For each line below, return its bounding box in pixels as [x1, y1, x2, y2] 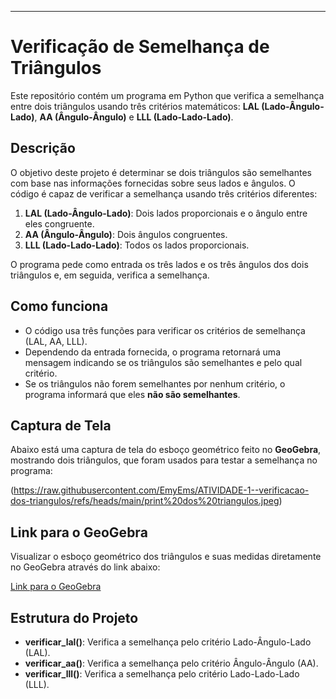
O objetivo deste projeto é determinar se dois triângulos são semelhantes [10, 166, 313, 178]
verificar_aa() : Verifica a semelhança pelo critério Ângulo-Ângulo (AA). [24, 657, 319, 669]
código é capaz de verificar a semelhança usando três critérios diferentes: [10, 187, 318, 200]
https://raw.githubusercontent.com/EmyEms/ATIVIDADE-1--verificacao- [13, 484, 310, 496]
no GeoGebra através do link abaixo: [10, 561, 161, 573]
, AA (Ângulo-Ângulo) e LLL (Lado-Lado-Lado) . [34, 111, 234, 123]
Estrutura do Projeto [10, 609, 139, 626]
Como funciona [10, 298, 109, 315]
